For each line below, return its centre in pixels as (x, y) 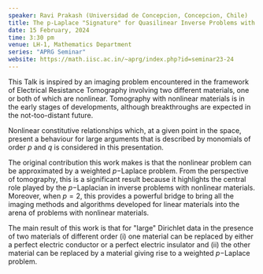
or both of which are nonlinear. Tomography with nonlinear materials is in (127, 98)
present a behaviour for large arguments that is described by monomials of (130, 139)
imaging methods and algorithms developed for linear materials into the (124, 204)
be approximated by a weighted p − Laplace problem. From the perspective (128, 171)
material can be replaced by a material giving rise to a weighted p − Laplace (129, 253)
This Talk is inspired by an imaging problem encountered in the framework (129, 81)
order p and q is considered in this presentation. (86, 147)
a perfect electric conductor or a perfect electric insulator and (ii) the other (130, 244)
